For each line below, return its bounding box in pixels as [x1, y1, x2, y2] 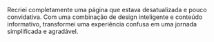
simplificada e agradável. [7, 27, 79, 35]
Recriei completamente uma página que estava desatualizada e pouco [7, 6, 207, 14]
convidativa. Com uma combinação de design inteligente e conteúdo [7, 13, 203, 21]
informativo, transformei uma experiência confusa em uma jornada [7, 20, 197, 28]
